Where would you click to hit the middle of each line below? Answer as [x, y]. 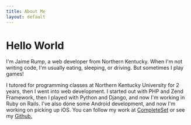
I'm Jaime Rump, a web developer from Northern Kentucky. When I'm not [94, 62]
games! [15, 74]
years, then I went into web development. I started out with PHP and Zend [95, 91]
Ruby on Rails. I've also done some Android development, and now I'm [91, 104]
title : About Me [26, 11]
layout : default [26, 17]
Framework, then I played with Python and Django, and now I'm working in [95, 98]
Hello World [35, 46]
